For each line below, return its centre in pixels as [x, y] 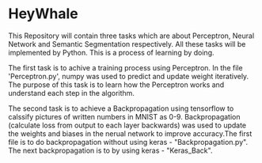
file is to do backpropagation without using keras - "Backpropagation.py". [128, 142]
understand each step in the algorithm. [71, 93]
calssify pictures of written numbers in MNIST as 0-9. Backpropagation [124, 116]
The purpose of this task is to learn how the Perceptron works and [116, 85]
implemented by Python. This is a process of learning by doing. [112, 52]
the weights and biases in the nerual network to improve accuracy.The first [130, 133]
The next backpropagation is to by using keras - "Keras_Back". [110, 150]
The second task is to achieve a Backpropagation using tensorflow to [121, 108]
